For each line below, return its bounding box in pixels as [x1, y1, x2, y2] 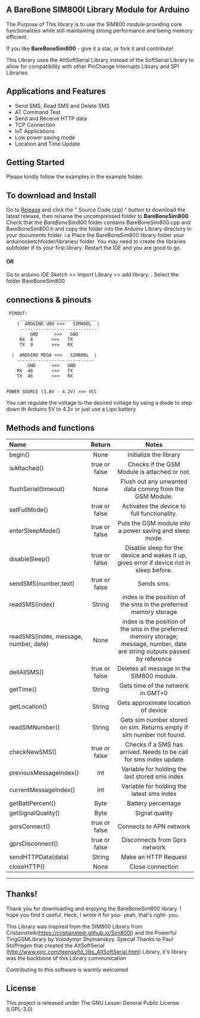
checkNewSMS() [9, 748, 57, 756]
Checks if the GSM [127, 460, 180, 468]
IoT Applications [14, 128, 55, 135]
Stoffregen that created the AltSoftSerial [6, 942, 105, 949]
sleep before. [135, 566, 173, 575]
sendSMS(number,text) [9, 579, 75, 588]
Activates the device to [121, 502, 186, 510]
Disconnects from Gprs [121, 836, 186, 844]
